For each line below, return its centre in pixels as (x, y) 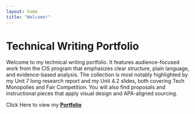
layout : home (22, 11)
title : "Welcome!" (28, 17)
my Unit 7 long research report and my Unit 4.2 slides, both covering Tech (95, 81)
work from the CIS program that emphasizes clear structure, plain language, (98, 69)
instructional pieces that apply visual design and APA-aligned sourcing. (92, 93)
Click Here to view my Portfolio (44, 105)
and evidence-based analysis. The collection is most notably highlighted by (97, 75)
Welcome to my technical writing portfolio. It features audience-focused (93, 62)
